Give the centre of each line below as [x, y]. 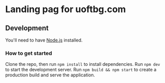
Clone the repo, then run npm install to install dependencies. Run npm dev [83, 64]
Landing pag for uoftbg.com [65, 9]
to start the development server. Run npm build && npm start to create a [81, 70]
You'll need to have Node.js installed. [44, 40]
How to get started [29, 53]
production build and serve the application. [50, 75]
